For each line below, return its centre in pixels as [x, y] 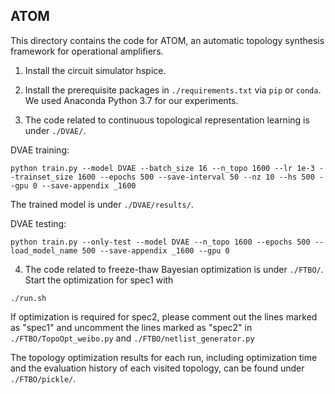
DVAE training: [40, 150]
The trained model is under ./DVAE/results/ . [102, 204]
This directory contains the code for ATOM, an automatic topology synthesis [167, 40]
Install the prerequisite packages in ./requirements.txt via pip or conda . [173, 90]
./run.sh [28, 298]
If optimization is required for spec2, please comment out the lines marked [164, 316]
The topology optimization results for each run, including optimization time [164, 357]
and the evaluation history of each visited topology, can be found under [157, 368]
